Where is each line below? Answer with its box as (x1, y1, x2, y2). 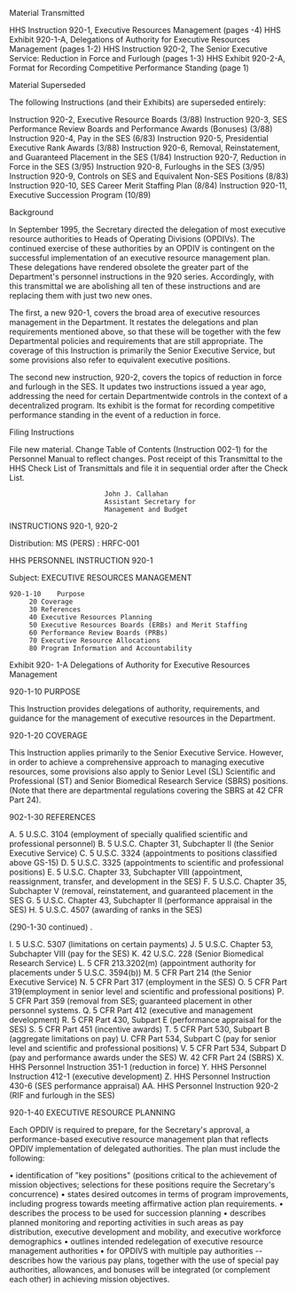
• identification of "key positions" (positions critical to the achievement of (9, 1170, 277, 1180)
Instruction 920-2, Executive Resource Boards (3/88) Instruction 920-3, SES (9, 115, 288, 124)
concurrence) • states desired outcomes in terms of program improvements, (9, 1189, 289, 1199)
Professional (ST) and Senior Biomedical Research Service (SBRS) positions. (9, 776, 288, 786)
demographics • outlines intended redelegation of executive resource (9, 1236, 263, 1247)
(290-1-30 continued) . (9, 922, 93, 932)
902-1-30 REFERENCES (9, 812, 96, 822)
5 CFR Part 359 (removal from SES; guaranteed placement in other (9, 995, 253, 1006)
